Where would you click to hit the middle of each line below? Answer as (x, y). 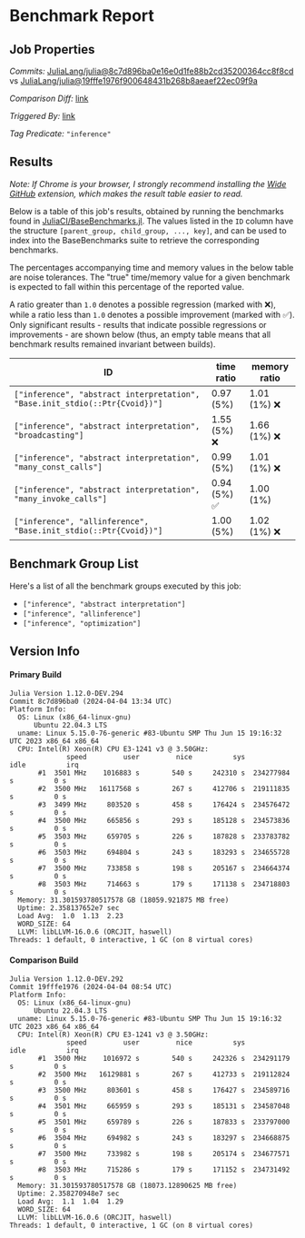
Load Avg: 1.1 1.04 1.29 (71, 1202)
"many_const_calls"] (58, 467)
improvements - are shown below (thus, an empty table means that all (140, 334)
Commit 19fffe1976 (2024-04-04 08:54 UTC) (91, 987)
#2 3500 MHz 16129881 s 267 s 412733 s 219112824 (164, 1075)
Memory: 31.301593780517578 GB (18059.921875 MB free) (123, 900)
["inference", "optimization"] (82, 623)
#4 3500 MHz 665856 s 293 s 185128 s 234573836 (164, 821)
